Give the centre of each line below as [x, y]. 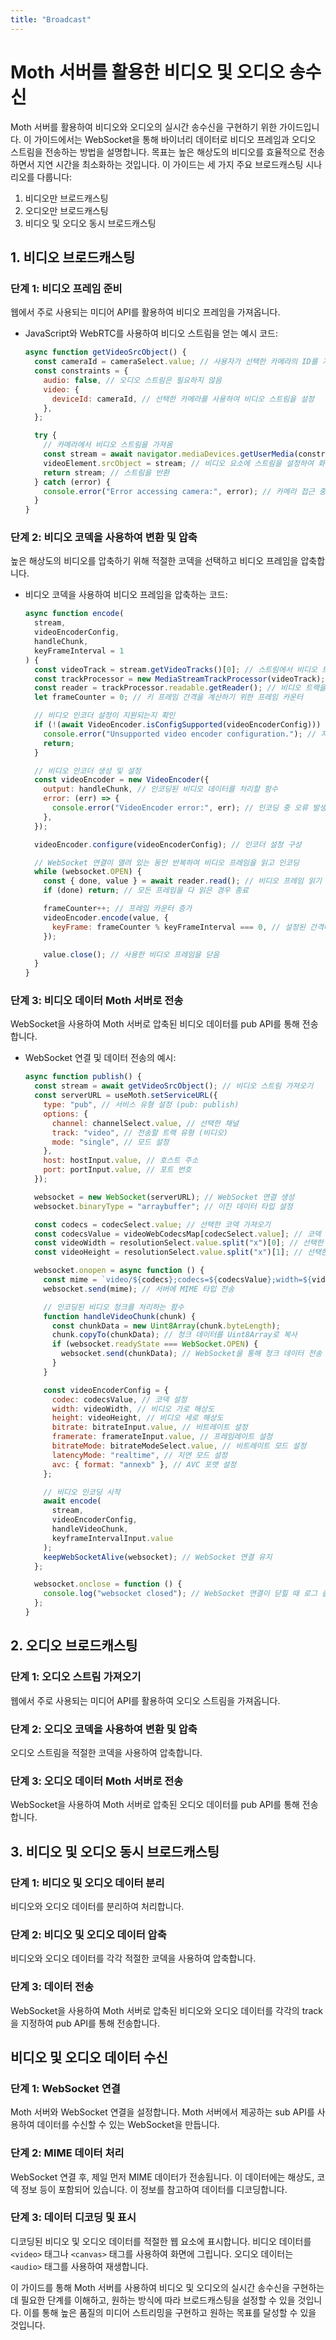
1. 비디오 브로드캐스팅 [73, 257]
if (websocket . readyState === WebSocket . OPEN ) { [155, 1344]
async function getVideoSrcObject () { [105, 352]
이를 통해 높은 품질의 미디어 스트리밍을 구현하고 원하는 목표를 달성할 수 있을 [170, 2312]
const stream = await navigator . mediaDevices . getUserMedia [169, 454]
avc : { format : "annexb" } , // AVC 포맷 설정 [144, 1464]
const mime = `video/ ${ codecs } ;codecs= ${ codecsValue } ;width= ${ [178, 1280]
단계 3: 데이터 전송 [52, 1987]
